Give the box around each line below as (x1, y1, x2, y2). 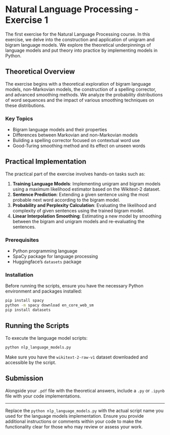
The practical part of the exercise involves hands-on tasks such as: (5, 171, 146, 177)
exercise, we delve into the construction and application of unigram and (5, 37, 155, 43)
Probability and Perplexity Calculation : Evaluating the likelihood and (12, 202, 157, 208)
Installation (5, 271, 34, 278)
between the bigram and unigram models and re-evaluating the (12, 218, 145, 224)
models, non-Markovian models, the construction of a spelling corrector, (5, 86, 156, 92)
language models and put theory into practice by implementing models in (5, 47, 158, 53)
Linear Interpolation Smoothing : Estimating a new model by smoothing (12, 213, 162, 219)
